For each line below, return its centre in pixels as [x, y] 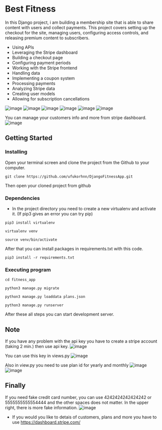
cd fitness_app [20, 280]
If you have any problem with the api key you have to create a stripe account [81, 341]
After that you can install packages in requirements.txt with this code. [74, 248]
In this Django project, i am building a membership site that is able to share [79, 22]
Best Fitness [30, 9]
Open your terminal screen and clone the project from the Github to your [77, 162]
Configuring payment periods [41, 63]
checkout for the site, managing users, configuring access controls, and [77, 33]
